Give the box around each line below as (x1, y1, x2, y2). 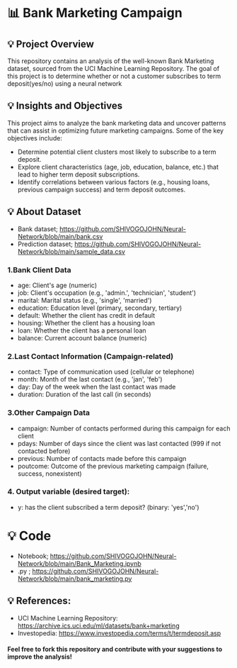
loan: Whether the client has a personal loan (17, 326, 146, 335)
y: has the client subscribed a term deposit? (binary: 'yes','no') (17, 503, 200, 511)
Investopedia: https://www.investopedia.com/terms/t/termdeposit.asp (17, 628, 221, 638)
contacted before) (17, 447, 71, 455)
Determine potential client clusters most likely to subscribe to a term (17, 147, 217, 156)
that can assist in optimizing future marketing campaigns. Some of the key (7, 126, 224, 135)
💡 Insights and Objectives (7, 100, 123, 112)
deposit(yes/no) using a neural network (7, 79, 122, 88)
